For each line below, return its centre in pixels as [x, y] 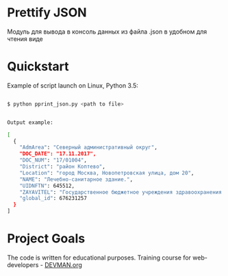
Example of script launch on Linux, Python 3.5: [73, 85]
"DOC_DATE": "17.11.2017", [58, 154]
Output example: [30, 122]
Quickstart [38, 67]
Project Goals [46, 239]
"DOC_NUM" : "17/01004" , [53, 160]
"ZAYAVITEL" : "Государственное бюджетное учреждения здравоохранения [121, 192]
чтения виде [25, 38]
